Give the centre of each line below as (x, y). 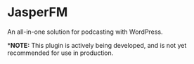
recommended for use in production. (60, 53)
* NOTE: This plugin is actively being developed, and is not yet (97, 45)
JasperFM (38, 12)
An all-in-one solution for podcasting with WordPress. (85, 32)
